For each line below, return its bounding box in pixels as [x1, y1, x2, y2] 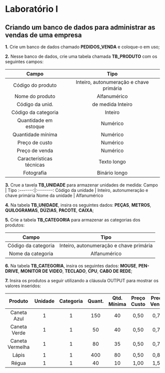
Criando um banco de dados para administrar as [5, 23, 156, 32]
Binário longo [97, 169, 128, 176]
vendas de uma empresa [5, 31, 82, 39]
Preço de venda [16, 147, 53, 154]
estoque [25, 123, 45, 130]
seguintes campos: [5, 59, 44, 65]
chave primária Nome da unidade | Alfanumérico [5, 192, 104, 198]
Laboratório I [5, 3, 58, 15]
